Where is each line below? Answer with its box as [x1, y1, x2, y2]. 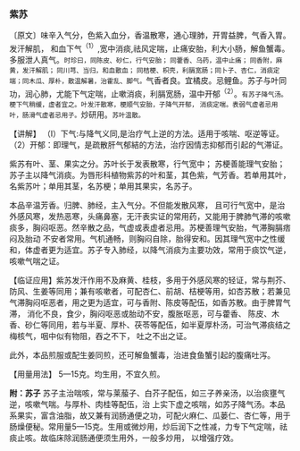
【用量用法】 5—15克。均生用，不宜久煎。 [9, 369, 165, 379]
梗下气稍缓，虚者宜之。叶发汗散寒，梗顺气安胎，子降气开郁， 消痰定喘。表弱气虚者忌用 [9, 100, 279, 109]
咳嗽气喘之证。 [9, 255, 64, 266]
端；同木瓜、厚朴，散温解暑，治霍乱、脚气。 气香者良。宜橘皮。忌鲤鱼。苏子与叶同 [9, 74, 287, 86]
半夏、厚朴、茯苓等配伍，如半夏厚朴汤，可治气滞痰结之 [87, 319, 291, 330]
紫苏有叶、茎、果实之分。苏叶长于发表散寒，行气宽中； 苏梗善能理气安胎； [9, 158, 286, 169]
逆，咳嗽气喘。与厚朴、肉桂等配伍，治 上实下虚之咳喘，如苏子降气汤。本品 [9, 398, 286, 409]
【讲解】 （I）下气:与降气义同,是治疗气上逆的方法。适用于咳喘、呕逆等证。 [9, 128, 284, 139]
